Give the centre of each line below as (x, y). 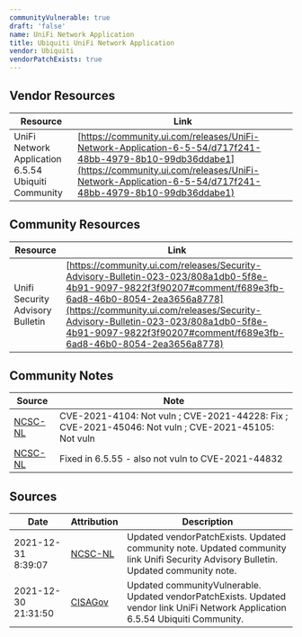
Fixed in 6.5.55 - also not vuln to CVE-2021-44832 (171, 459)
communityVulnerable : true (60, 18)
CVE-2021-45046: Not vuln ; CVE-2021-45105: (167, 427)
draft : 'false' (38, 26)
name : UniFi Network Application (72, 34)
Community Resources (75, 224)
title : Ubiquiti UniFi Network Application (92, 43)
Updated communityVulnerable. (194, 586)
